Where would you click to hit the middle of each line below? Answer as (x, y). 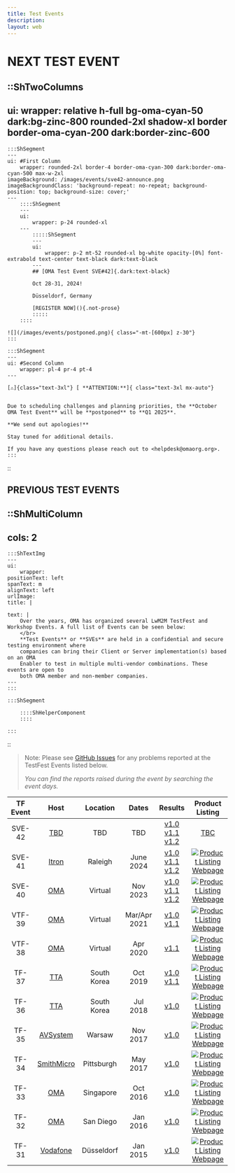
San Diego (100, 1122)
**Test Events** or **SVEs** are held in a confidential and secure (122, 640)
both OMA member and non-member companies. (84, 676)
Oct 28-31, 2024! (57, 283)
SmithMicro (56, 1064)
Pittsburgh (100, 1064)
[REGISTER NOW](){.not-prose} (76, 308)
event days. (41, 786)
